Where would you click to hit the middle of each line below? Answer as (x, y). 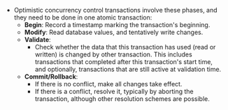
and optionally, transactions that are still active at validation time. (128, 69)
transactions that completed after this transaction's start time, (124, 62)
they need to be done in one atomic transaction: (83, 17)
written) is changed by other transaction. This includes (113, 54)
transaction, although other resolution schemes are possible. (122, 99)
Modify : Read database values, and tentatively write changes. (114, 32)
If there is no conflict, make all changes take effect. (108, 84)
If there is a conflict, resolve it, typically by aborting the (114, 91)
